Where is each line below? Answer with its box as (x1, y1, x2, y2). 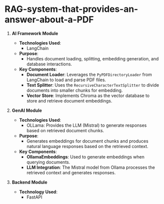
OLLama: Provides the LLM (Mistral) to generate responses (26, 122, 147, 128)
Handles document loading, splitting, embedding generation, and (26, 55, 159, 61)
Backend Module (11, 179, 47, 185)
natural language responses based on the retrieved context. (26, 143, 149, 149)
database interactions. (26, 61, 72, 67)
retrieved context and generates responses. (26, 169, 116, 175)
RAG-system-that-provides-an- (4, 3, 138, 15)
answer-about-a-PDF (4, 14, 94, 25)
